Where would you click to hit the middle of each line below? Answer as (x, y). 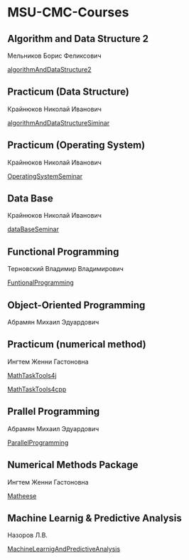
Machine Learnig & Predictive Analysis (95, 518)
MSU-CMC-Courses (68, 12)
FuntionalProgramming (41, 282)
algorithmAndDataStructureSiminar (59, 122)
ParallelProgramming (38, 443)
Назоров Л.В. (28, 535)
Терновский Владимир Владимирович (66, 269)
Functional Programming (63, 252)
